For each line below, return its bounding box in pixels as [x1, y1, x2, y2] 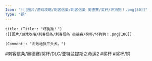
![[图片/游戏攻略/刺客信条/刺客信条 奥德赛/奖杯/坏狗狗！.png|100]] [5, 32, 132, 37]
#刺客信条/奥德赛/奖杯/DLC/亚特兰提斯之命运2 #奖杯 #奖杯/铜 [5, 51, 131, 57]
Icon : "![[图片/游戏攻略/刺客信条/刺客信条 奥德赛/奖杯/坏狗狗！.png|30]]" [5, 7, 148, 12]
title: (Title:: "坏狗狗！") [5, 26, 62, 31]
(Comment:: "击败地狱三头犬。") [5, 41, 66, 46]
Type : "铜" [5, 12, 27, 17]
